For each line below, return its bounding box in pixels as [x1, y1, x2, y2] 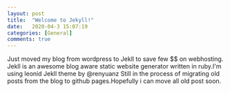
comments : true [7, 36, 51, 43]
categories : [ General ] [7, 29, 73, 37]
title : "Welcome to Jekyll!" [7, 17, 95, 24]
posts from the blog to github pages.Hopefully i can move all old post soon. [7, 77, 222, 85]
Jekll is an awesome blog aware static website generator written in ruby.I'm [7, 62, 222, 71]
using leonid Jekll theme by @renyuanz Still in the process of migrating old [7, 70, 220, 78]
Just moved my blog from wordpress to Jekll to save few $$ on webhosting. [7, 55, 224, 63]
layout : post [7, 10, 45, 17]
